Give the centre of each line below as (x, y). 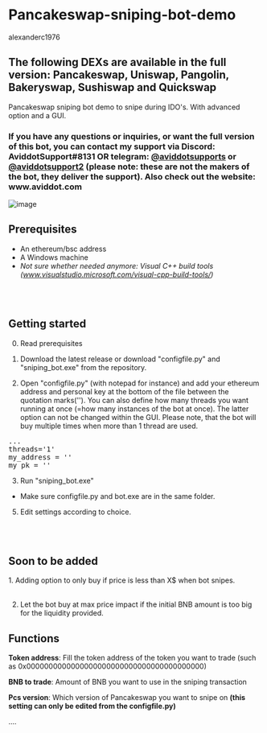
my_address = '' (40, 457)
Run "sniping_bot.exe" (57, 480)
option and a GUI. (37, 115)
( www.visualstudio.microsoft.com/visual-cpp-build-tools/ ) (117, 274)
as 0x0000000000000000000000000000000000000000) (108, 666)
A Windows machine (54, 257)
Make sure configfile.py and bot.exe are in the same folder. (117, 496)
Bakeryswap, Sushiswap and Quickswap (113, 87)
